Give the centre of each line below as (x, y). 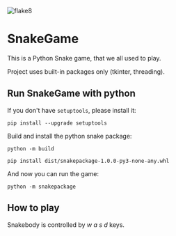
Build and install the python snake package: (70, 136)
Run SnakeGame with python (71, 94)
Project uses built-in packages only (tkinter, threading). (86, 71)
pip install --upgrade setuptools (57, 123)
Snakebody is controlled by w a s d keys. (66, 225)
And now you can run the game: (53, 173)
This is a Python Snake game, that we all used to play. (84, 58)
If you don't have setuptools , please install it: (72, 110)
